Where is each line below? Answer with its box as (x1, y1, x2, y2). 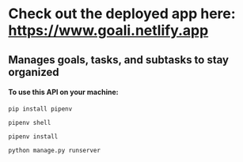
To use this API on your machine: (8, 88, 119, 97)
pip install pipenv (8, 104, 73, 113)
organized (8, 65, 59, 79)
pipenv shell (8, 119, 51, 126)
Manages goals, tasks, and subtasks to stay (8, 53, 230, 66)
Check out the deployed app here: (8, 5, 236, 23)
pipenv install (8, 132, 59, 141)
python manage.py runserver (8, 146, 101, 154)
